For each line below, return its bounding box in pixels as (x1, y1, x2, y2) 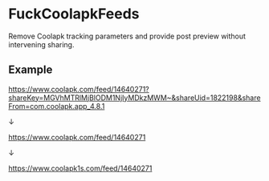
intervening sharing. (8, 39, 75, 49)
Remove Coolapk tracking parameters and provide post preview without (8, 31, 247, 41)
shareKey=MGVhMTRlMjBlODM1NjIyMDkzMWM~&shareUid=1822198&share (8, 93, 261, 103)
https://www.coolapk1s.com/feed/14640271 (8, 163, 153, 173)
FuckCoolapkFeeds (8, 5, 140, 23)
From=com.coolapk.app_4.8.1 (8, 101, 105, 111)
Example (8, 63, 53, 77)
